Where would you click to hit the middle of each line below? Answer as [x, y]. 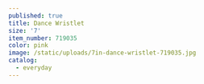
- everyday [34, 68]
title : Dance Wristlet [46, 23]
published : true [35, 16]
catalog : [23, 61]
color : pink [28, 46]
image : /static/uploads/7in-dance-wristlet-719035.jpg [102, 53]
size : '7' [25, 30]
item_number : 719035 [43, 38]
